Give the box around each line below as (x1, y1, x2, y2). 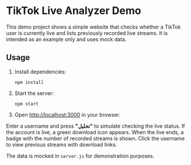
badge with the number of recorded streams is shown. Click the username (6, 135, 185, 142)
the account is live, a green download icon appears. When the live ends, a (6, 128, 184, 135)
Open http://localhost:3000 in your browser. (14, 111, 121, 118)
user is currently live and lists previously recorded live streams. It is (6, 29, 168, 36)
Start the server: (14, 89, 54, 97)
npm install (14, 79, 44, 85)
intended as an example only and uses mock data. (6, 36, 127, 43)
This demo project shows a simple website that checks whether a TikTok (6, 23, 181, 30)
